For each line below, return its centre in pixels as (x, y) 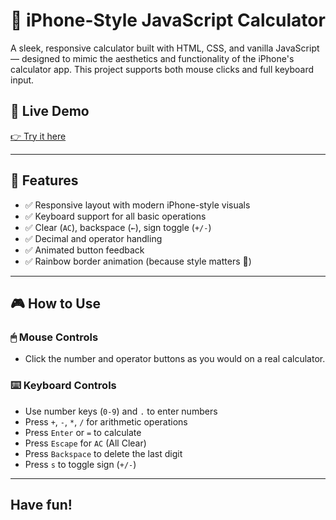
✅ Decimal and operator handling (93, 238)
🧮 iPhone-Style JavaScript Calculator (168, 20)
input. (22, 80)
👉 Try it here (38, 136)
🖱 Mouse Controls (54, 337)
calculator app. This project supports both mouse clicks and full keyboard (162, 69)
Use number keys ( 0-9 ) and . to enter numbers (121, 411)
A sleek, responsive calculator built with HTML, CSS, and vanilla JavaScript (165, 48)
